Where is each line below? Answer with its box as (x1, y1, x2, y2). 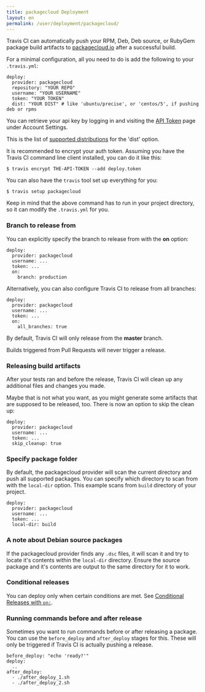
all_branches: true (17, 323, 68, 329)
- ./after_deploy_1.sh (12, 674, 70, 681)
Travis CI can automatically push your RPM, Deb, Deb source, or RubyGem (6, 37, 195, 45)
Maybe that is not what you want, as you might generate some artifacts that (6, 394, 198, 401)
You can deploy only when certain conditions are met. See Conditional (6, 592, 184, 599)
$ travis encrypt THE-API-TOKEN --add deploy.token (6, 166, 141, 172)
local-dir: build (12, 522, 56, 528)
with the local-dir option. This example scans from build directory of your (6, 482, 196, 489)
